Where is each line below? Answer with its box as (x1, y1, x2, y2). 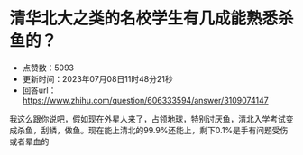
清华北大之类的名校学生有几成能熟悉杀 (9, 8, 295, 29)
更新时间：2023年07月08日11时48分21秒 (22, 73, 173, 84)
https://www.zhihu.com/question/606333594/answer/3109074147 (22, 95, 269, 105)
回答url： (22, 85, 57, 96)
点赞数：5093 (22, 62, 75, 73)
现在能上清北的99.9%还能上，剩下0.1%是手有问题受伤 (87, 124, 289, 135)
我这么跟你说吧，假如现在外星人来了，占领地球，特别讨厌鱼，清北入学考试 (9, 114, 286, 124)
